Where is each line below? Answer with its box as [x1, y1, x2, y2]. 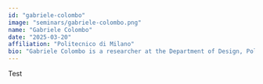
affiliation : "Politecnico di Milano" [8, 40, 135, 48]
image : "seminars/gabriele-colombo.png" [8, 19, 142, 26]
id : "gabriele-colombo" [8, 11, 86, 19]
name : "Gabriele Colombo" [8, 26, 92, 33]
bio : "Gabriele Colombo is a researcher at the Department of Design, [8, 47, 243, 55]
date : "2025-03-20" [8, 33, 72, 41]
